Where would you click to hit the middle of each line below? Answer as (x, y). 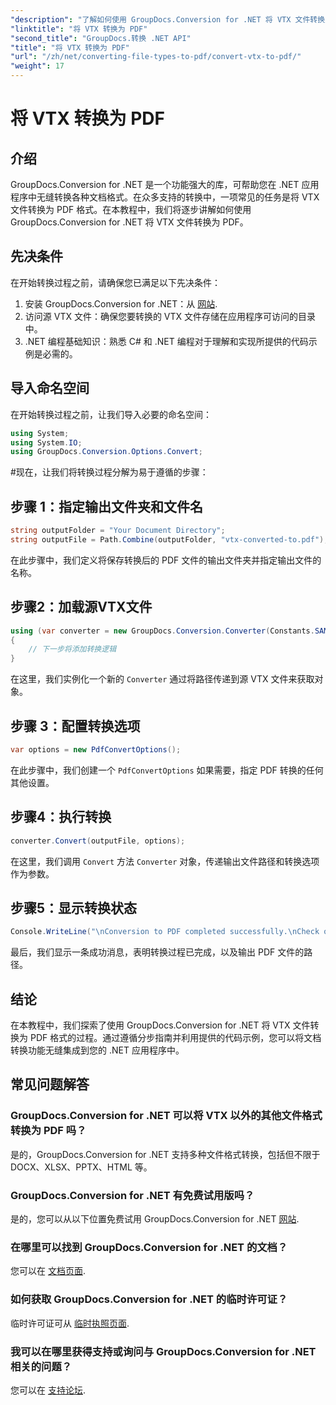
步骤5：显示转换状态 (74, 907)
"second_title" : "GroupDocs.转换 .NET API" (101, 38)
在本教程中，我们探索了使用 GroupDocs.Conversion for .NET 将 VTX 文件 (160, 1025)
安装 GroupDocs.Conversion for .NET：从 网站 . (121, 303)
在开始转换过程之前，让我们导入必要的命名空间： (111, 414)
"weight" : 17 (37, 66)
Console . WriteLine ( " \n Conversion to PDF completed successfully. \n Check (165, 932)
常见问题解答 (50, 1084)
